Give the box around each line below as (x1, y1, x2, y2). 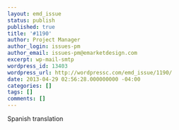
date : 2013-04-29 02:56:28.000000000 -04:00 (7, 75, 141, 83)
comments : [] (7, 96, 46, 103)
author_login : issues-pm (7, 43, 81, 50)
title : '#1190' (7, 30, 52, 37)
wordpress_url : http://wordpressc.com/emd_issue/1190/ (7, 69, 173, 76)
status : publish (7, 17, 55, 24)
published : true (7, 23, 55, 30)
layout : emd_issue (7, 10, 62, 18)
